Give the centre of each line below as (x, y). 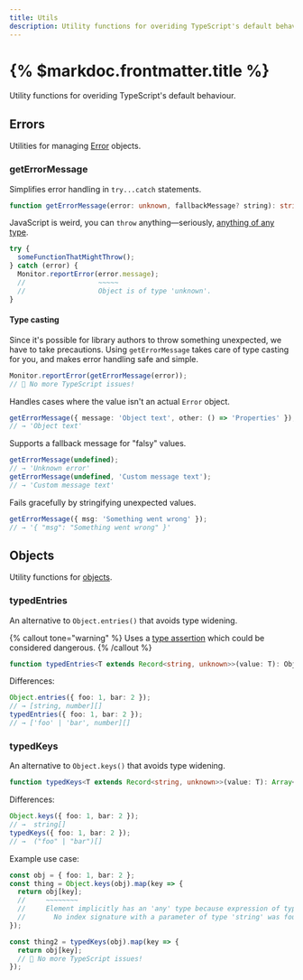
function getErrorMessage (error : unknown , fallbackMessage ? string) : (143, 205)
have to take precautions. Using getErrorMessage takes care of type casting (149, 350)
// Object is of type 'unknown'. (115, 291)
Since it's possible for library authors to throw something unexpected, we (146, 340)
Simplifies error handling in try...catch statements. (106, 189)
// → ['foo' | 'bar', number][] (70, 723)
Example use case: (44, 858)
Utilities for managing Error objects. (75, 146)
